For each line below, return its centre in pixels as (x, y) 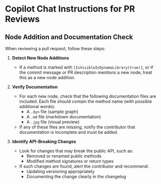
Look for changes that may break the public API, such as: (76, 151)
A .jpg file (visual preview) (53, 122)
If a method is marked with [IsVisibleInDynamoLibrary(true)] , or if (86, 67)
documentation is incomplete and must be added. (69, 132)
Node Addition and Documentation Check (69, 37)
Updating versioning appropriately (60, 171)
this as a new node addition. (47, 78)
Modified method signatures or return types (70, 161)
